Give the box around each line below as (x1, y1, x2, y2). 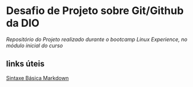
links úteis (6, 59, 45, 69)
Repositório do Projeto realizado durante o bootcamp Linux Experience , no (6, 36, 188, 43)
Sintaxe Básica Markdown (6, 74, 69, 81)
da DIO (6, 16, 40, 30)
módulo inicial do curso (6, 42, 63, 49)
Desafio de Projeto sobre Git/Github (6, 4, 184, 18)
